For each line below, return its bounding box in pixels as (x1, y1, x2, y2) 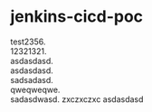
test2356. (10, 36, 46, 47)
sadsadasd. (10, 74, 53, 85)
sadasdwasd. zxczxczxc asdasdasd (10, 93, 144, 105)
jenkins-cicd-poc (10, 6, 144, 27)
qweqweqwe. (10, 84, 61, 95)
